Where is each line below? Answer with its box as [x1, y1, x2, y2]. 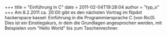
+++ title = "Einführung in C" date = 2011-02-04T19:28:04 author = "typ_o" [4, 4, 159, 10]
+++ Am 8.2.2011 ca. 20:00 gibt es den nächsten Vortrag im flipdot [4, 9, 142, 15]
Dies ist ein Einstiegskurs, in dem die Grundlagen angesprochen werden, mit [4, 20, 162, 26]
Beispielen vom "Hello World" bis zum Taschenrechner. [4, 25, 118, 31]
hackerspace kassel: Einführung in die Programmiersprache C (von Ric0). [4, 15, 156, 20]
